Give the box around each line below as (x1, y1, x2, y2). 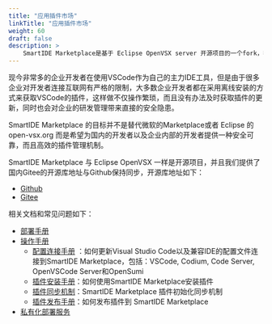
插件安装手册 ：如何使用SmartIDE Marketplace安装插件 (32, 276, 215, 286)
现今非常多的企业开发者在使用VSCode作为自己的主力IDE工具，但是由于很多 (8, 73, 261, 82)
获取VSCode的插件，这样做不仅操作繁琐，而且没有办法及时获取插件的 (22, 93, 256, 102)
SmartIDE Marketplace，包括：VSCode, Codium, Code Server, (46, 256, 255, 266)
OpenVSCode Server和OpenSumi (32, 267, 144, 276)
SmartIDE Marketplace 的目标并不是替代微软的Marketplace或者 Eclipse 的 (8, 120, 254, 129)
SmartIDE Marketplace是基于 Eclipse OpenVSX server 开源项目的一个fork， (23, 49, 264, 57)
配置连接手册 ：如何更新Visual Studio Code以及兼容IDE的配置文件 (32, 246, 252, 255)
